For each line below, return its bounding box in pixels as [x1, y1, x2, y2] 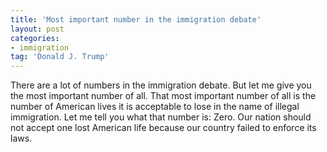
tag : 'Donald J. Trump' [10, 52, 110, 62]
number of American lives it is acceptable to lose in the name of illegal [10, 101, 300, 113]
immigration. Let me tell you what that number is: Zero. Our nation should [10, 111, 312, 123]
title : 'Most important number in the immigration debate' [10, 14, 262, 25]
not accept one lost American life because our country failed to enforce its [10, 122, 317, 134]
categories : [10, 33, 60, 43]
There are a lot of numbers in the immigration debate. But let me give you [10, 79, 312, 91]
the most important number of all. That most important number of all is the [10, 90, 317, 102]
